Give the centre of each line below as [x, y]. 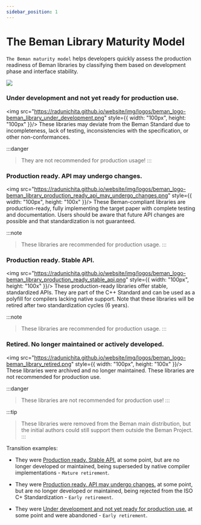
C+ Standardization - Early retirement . [64, 497]
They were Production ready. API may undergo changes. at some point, [104, 484]
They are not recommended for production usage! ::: [86, 160]
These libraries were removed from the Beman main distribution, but [106, 424]
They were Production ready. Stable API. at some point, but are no [97, 460]
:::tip [12, 412]
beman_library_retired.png [39, 364]
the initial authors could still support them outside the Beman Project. [107, 430]
